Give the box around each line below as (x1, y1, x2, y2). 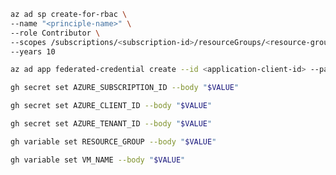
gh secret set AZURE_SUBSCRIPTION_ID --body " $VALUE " (10, 83, 240, 93)
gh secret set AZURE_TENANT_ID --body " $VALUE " (10, 119, 213, 129)
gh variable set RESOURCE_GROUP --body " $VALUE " (10, 136, 217, 147)
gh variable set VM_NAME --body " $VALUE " (10, 155, 186, 165)
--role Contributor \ (10, 28, 101, 38)
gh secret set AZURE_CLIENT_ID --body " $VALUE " (10, 101, 213, 111)
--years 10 (10, 46, 56, 57)
